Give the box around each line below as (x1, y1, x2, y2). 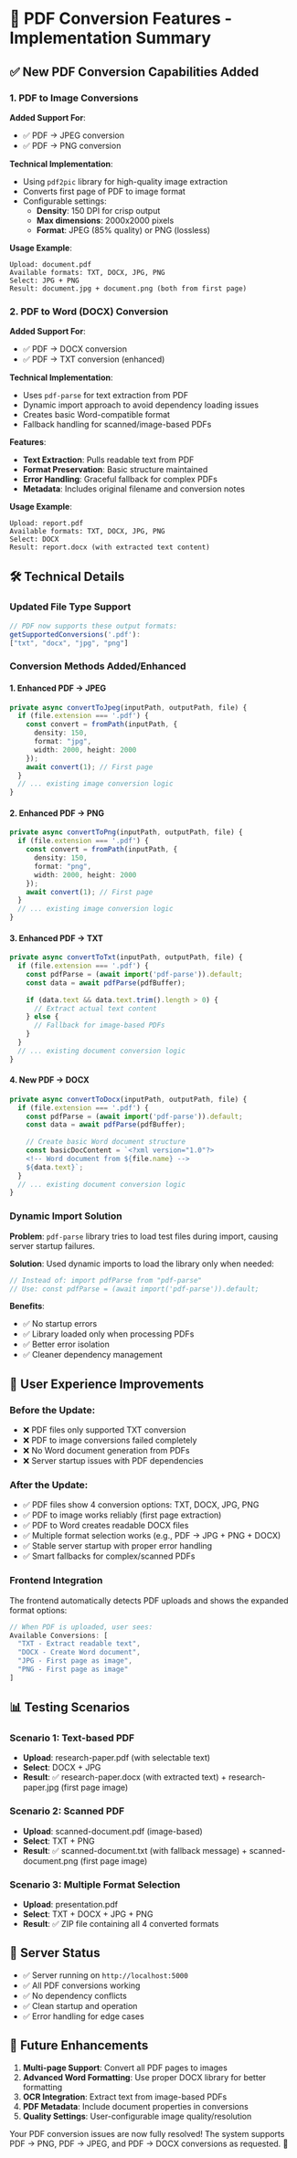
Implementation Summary (9, 27, 212, 48)
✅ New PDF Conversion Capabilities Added (9, 64, 260, 79)
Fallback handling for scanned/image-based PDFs (22, 419, 212, 430)
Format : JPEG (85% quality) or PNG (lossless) (36, 224, 211, 236)
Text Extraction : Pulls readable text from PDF (22, 454, 195, 465)
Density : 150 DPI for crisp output (36, 205, 161, 216)
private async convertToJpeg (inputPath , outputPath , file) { (9, 703, 248, 712)
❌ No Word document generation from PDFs (22, 1445, 190, 1456)
